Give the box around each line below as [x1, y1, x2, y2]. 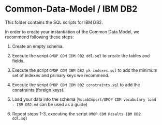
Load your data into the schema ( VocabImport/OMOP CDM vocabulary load [12, 96, 156, 102]
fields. [12, 58, 25, 63]
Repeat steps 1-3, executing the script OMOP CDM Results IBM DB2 [12, 110, 141, 117]
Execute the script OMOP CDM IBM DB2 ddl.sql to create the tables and [12, 52, 150, 59]
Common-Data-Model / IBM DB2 [5, 3, 138, 15]
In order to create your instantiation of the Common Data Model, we [5, 29, 140, 34]
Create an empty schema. [12, 43, 64, 49]
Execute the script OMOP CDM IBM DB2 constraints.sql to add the [12, 81, 140, 88]
